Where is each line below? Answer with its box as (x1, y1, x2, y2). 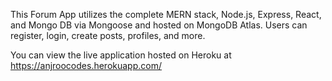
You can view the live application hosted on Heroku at (10, 49, 232, 61)
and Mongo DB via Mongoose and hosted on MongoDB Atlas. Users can (10, 19, 308, 31)
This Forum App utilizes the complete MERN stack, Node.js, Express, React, (10, 9, 322, 20)
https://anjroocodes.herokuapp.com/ (10, 60, 162, 71)
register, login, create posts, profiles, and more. (10, 30, 206, 41)
